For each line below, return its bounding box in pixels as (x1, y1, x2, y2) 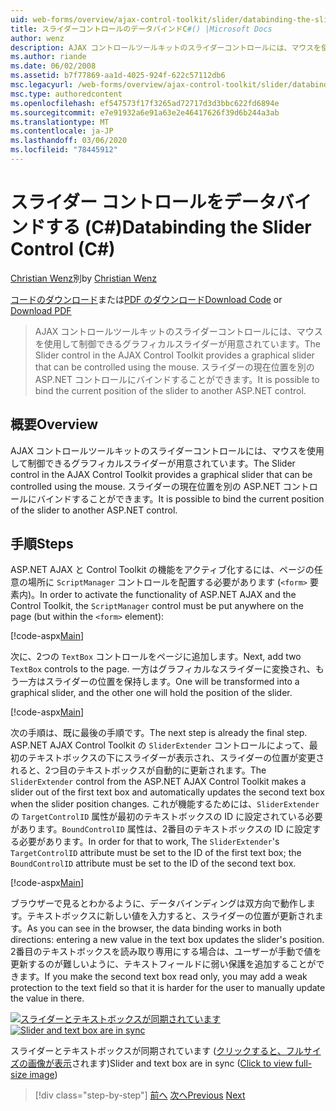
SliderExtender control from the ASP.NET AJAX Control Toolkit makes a (10, 776, 307, 788)
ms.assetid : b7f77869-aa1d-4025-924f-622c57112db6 (10, 71, 226, 81)
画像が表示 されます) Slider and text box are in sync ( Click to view (27, 1057, 293, 1070)
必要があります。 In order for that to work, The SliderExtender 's (18, 836, 280, 848)
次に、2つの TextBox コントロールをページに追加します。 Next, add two (10, 651, 302, 663)
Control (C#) (10, 238, 116, 261)
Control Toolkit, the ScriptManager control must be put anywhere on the (10, 600, 304, 612)
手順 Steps (10, 536, 74, 553)
